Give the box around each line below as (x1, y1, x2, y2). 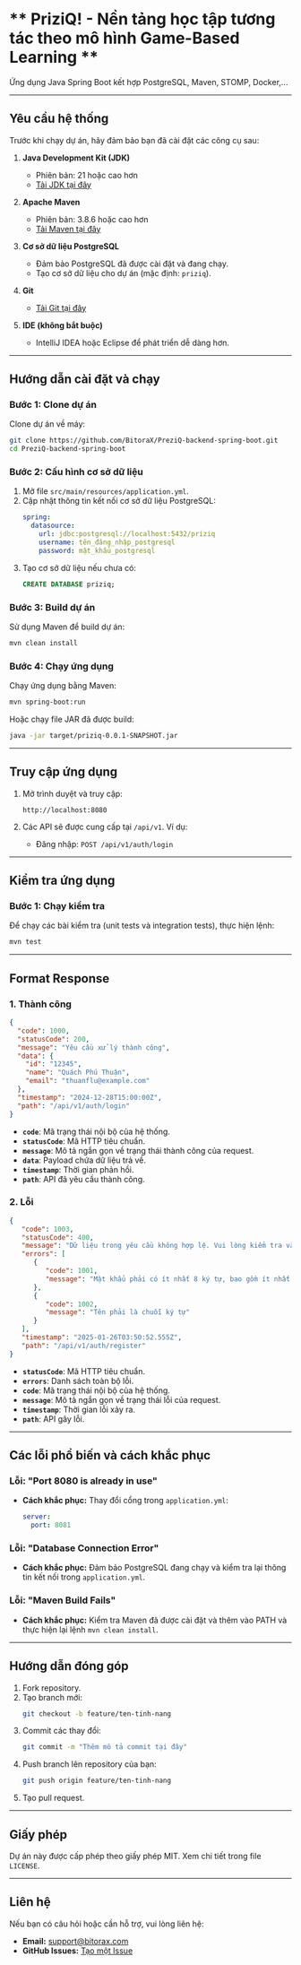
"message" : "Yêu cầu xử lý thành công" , (17, 1043, 170, 1052)
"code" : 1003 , (21, 1225, 74, 1234)
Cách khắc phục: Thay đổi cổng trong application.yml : (21, 1495, 228, 1506)
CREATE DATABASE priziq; (21, 579, 116, 589)
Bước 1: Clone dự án (9, 399, 97, 411)
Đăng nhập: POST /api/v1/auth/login (35, 838, 174, 849)
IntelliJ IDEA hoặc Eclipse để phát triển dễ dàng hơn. (35, 337, 230, 348)
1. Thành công (9, 998, 72, 1010)
